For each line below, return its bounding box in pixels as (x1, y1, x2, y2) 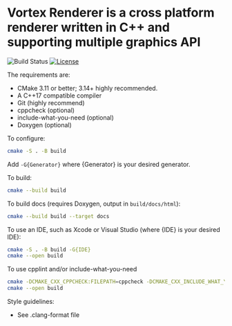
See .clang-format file (17, 311, 80, 319)
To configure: (7, 134, 46, 143)
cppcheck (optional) (17, 106, 75, 114)
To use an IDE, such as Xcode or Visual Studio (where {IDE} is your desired (7, 225, 221, 233)
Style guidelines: (7, 298, 55, 306)
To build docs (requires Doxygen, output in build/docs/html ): (7, 199, 181, 208)
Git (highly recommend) (17, 98, 85, 107)
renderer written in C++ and (7, 19, 171, 35)
